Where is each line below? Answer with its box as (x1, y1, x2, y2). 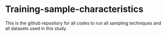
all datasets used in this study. (5, 25, 67, 31)
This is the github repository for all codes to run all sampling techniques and (5, 20, 162, 26)
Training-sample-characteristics (5, 3, 144, 15)
